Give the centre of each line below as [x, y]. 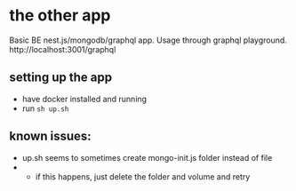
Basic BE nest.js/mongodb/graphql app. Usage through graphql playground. [148, 40]
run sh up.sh [45, 108]
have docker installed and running [84, 99]
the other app [60, 16]
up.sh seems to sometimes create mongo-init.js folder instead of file [147, 157]
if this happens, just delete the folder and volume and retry [143, 176]
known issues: [50, 136]
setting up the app [61, 78]
